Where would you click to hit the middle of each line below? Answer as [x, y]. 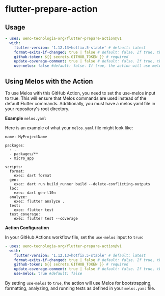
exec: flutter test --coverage [46, 218]
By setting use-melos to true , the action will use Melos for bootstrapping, [78, 283]
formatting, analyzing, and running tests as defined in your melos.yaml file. [80, 288]
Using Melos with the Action [49, 81]
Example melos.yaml [26, 118]
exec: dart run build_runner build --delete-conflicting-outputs [82, 184]
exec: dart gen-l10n [35, 193]
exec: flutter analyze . [39, 201]
